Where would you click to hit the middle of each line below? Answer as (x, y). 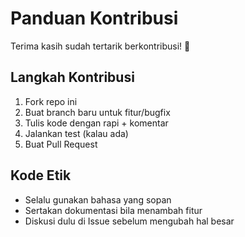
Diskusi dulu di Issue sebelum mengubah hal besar (129, 221)
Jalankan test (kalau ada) (76, 133)
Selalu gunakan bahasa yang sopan (98, 199)
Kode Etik (41, 175)
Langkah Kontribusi (72, 77)
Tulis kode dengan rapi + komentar (96, 123)
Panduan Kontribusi (94, 18)
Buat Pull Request (61, 144)
